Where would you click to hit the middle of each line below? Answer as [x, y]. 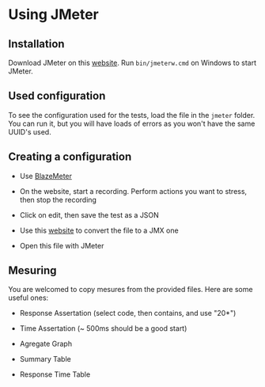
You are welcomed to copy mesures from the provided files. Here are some [131, 290]
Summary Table [45, 359]
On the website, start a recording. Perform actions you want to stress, [133, 191]
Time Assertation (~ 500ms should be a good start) [103, 328]
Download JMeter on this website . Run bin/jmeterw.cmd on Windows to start [132, 63]
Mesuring [32, 271]
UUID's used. [30, 131]
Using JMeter [53, 15]
